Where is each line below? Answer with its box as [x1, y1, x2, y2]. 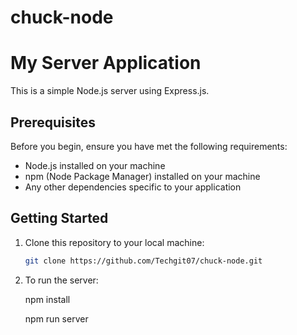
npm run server [24, 312, 89, 325]
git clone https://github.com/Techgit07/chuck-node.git [24, 256, 263, 266]
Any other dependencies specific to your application [24, 181, 242, 193]
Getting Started [10, 210, 109, 227]
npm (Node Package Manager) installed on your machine [24, 170, 261, 182]
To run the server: [24, 274, 99, 286]
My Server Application [10, 52, 202, 75]
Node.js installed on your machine [24, 159, 166, 171]
